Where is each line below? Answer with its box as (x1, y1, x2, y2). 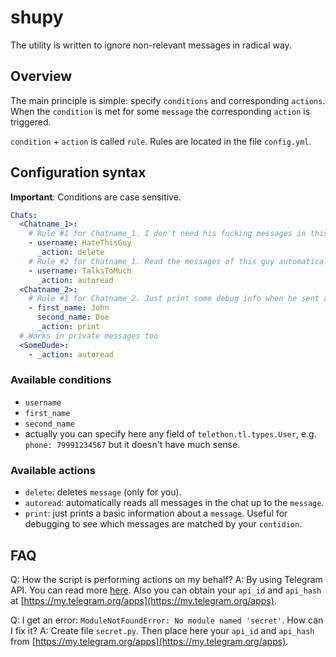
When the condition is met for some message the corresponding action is (10, 105, 311, 117)
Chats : (10, 210, 38, 220)
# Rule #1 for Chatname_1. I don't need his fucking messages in (28, 229, 307, 239)
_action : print (36, 322, 101, 332)
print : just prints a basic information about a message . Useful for (24, 507, 288, 520)
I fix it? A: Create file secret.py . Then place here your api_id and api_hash (10, 624, 315, 636)
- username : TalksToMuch (28, 266, 132, 276)
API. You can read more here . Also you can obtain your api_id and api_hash (10, 584, 322, 596)
